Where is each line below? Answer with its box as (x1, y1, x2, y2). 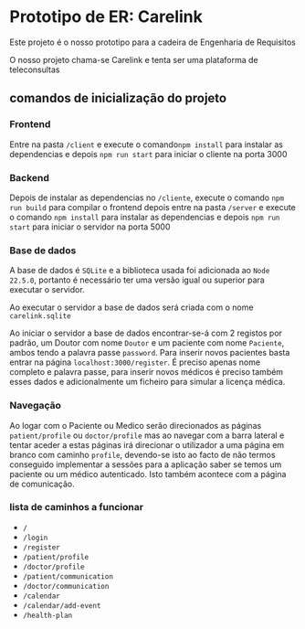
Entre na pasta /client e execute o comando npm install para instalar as (9, 139, 283, 150)
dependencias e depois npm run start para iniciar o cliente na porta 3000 (9, 148, 288, 159)
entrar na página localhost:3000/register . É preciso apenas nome (9, 357, 261, 368)
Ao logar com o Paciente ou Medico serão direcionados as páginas (9, 420, 262, 431)
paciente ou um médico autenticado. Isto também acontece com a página (9, 468, 287, 479)
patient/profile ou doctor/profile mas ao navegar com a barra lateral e (9, 430, 285, 441)
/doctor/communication (22, 581, 110, 591)
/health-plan (22, 611, 73, 620)
